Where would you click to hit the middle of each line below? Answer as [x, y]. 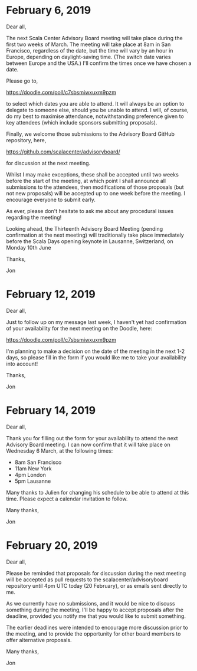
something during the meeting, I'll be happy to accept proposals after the [95, 610]
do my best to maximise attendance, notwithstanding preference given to [95, 116]
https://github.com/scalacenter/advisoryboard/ [63, 152]
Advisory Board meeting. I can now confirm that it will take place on [88, 444]
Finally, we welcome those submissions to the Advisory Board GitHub [91, 134]
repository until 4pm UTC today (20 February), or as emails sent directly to [97, 585]
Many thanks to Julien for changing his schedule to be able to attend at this [98, 492]
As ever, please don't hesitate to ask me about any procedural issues [90, 211]
